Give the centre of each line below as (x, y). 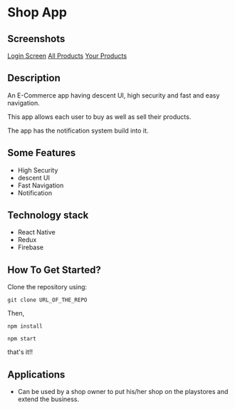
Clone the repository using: (47, 287)
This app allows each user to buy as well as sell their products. (99, 117)
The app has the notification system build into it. (78, 130)
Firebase (31, 247)
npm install (25, 326)
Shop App (37, 12)
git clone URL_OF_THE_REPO (47, 300)
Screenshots (36, 39)
